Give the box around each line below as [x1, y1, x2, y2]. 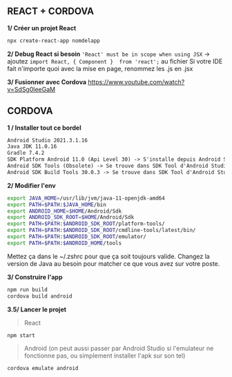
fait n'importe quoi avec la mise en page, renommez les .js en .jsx [7, 64, 193, 72]
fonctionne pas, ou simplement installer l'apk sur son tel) [23, 351, 186, 360]
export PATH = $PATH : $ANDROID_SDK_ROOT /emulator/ [7, 233, 147, 240]
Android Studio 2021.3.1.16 [7, 137, 88, 144]
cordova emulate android [7, 365, 79, 372]
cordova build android [7, 293, 72, 300]
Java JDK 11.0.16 [7, 143, 57, 151]
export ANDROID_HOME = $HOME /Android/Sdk [7, 207, 122, 215]
